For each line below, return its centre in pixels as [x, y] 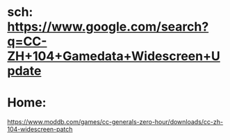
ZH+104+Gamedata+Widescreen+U [114, 56]
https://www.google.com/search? [108, 27]
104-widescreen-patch [40, 130]
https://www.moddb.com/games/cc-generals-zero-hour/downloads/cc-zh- [115, 122]
